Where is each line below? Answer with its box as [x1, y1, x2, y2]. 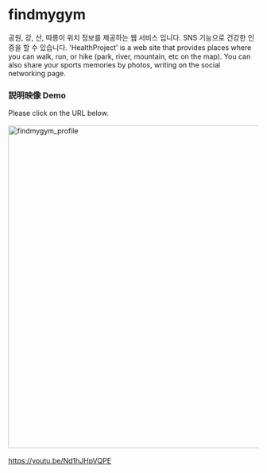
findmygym [8, 6, 86, 24]
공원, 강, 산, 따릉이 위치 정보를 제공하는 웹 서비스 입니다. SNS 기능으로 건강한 [8, 33, 246, 42]
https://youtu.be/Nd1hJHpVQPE [8, 456, 112, 466]
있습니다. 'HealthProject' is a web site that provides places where [39, 42, 252, 52]
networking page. [8, 68, 66, 78]
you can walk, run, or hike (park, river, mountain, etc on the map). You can [8, 52, 251, 61]
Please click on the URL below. [8, 109, 109, 118]
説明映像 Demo [8, 90, 66, 101]
